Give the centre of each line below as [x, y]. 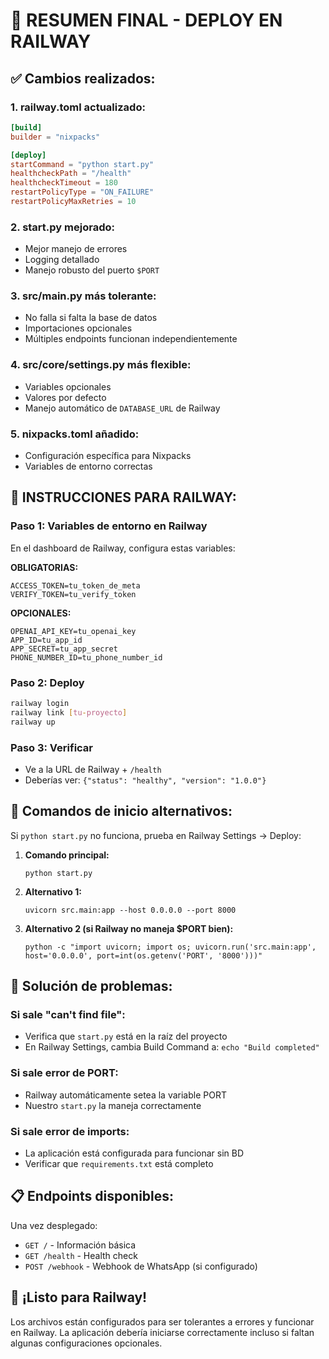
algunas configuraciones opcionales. [86, 1343]
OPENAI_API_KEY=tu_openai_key [73, 631]
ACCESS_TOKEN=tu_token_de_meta [75, 585]
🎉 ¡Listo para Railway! [79, 1297]
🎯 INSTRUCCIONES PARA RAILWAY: [123, 497]
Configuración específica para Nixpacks [108, 456]
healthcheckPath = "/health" [71, 174]
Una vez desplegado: [54, 1225]
